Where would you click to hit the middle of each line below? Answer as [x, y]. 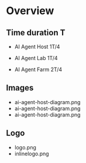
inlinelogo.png [32, 154]
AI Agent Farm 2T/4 [38, 69]
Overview [30, 11]
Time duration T [36, 33]
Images [20, 88]
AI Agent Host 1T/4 [37, 46]
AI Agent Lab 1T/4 [36, 58]
